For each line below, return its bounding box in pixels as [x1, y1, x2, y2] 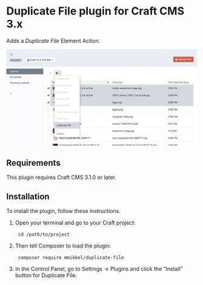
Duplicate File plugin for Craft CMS [6, 4, 185, 18]
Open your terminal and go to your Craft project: [15, 219, 136, 226]
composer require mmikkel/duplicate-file [18, 255, 124, 261]
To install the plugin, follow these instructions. [6, 208, 121, 214]
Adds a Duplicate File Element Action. [6, 37, 101, 44]
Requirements [6, 157, 61, 168]
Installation [6, 191, 50, 201]
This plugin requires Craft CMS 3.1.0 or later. [6, 174, 116, 181]
